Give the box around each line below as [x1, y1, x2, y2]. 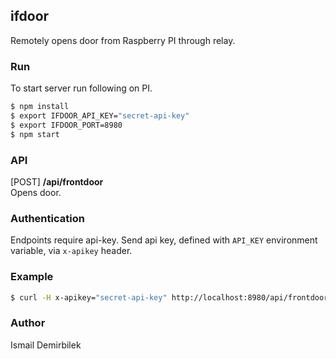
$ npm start [10, 129, 60, 139]
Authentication [10, 211, 85, 225]
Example [10, 270, 54, 284]
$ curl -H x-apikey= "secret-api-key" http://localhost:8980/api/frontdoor [10, 292, 329, 303]
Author [10, 316, 46, 330]
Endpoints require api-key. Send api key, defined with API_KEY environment [10, 234, 318, 246]
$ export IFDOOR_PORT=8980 [10, 120, 123, 130]
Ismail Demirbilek [10, 339, 82, 351]
